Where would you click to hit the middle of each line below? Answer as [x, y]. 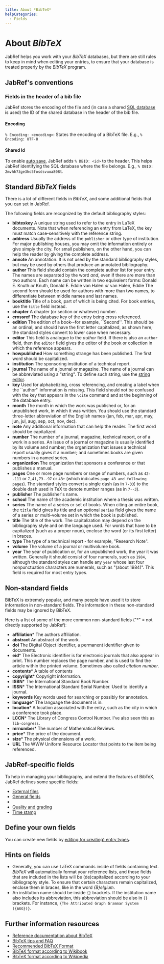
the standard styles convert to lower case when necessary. [72, 332]
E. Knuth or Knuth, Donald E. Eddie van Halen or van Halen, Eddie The [82, 286]
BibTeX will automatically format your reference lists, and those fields [82, 872]
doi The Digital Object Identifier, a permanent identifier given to [76, 645]
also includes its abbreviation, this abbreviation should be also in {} [80, 898]
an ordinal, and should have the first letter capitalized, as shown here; [82, 328]
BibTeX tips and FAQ [33, 941]
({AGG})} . [22, 909]
